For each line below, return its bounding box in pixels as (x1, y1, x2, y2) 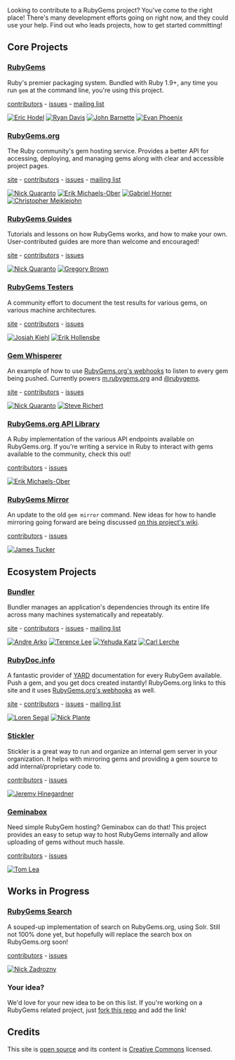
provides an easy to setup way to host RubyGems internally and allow (7, 831, 208, 839)
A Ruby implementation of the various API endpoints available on (7, 435, 194, 443)
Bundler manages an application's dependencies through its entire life (7, 603, 210, 612)
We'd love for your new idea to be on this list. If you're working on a (7, 999, 203, 1007)
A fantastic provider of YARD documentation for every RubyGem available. (7, 671, 222, 680)
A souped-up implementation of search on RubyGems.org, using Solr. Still (7, 922, 221, 931)
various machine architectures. (7, 305, 97, 314)
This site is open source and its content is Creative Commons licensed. (7, 1045, 213, 1053)
